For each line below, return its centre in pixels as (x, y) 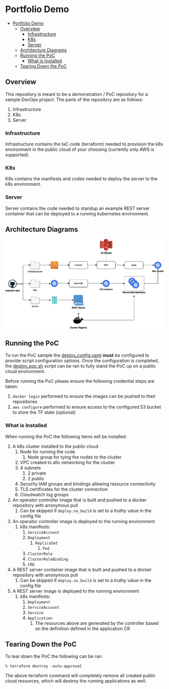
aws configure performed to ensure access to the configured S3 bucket (87, 407)
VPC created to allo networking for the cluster (67, 462)
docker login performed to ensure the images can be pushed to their (84, 396)
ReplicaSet (46, 543)
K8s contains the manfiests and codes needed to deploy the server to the (81, 179)
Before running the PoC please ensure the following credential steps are (80, 381)
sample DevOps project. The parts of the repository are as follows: (74, 99)
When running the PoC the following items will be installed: (66, 436)
